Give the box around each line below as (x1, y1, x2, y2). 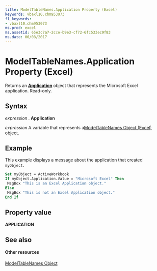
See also (5, 236, 32, 244)
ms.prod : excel (5, 26, 36, 30)
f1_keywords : (5, 16, 32, 21)
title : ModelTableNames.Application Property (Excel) (5, 7, 118, 12)
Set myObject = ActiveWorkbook (5, 172, 69, 177)
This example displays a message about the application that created (5, 157, 143, 163)
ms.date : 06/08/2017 (5, 35, 48, 40)
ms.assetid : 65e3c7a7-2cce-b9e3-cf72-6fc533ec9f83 (5, 30, 111, 35)
